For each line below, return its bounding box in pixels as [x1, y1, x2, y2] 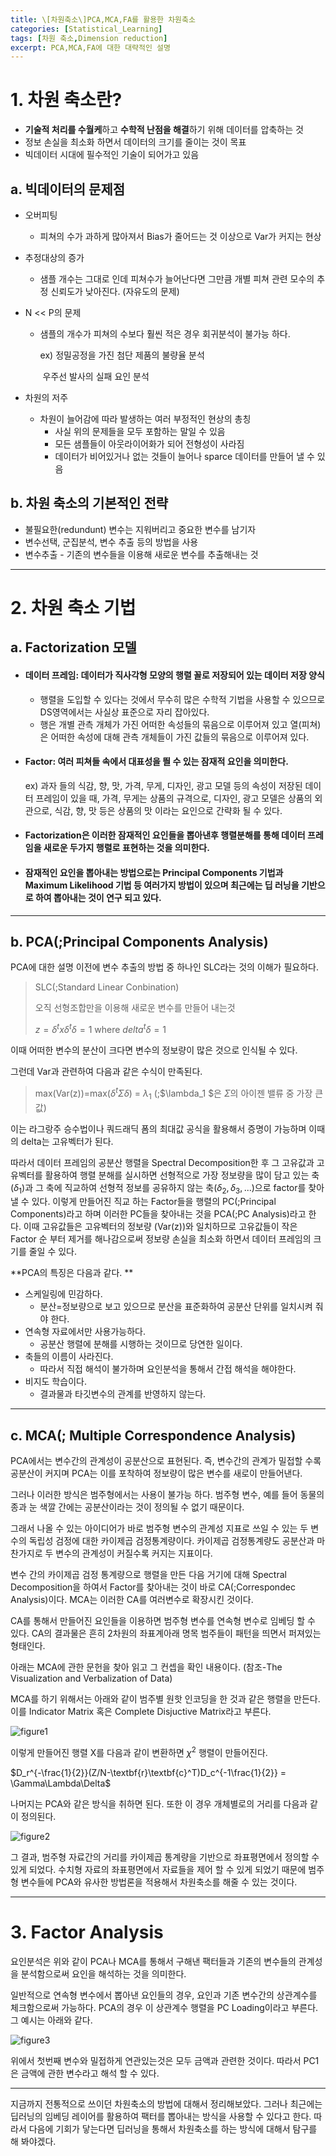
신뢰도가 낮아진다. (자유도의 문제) [50, 286, 180, 297]
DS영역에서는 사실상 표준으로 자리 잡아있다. [39, 706, 210, 718]
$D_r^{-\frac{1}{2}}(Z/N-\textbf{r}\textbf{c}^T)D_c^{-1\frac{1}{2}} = [10, 1766, 287, 1778]
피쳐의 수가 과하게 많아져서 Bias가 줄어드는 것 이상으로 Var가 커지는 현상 [39, 231, 322, 242]
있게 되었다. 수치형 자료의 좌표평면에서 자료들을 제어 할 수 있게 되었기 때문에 [10, 1863, 307, 1875]
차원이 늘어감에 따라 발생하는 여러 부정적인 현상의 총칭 [39, 413, 252, 425]
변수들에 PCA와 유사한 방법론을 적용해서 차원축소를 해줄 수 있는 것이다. [20, 1876, 298, 1888]
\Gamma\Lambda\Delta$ [10, 1777, 112, 1789]
